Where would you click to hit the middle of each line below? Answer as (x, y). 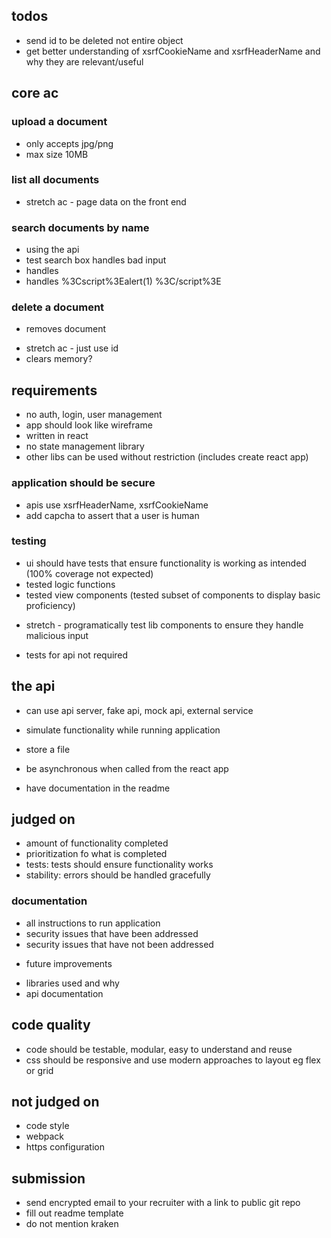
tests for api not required (77, 655)
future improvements (69, 963)
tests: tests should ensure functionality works (119, 865)
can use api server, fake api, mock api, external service (139, 710)
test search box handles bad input (96, 260)
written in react (57, 436)
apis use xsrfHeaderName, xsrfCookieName (117, 505)
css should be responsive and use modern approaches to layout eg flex (173, 1060)
